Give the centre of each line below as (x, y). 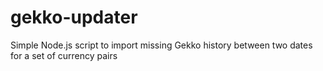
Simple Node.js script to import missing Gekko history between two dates (161, 45)
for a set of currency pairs (64, 55)
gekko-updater (74, 17)
